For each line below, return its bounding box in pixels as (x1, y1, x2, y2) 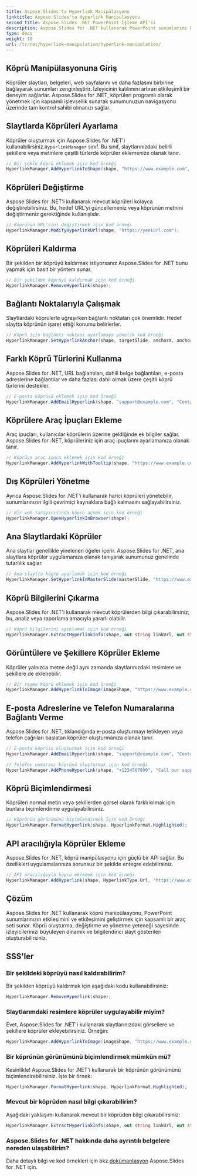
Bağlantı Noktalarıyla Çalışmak (6, 299, 121, 309)
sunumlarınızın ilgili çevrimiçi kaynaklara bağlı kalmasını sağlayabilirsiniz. (6, 498, 182, 506)
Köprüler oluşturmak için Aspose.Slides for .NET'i (6, 137, 125, 144)
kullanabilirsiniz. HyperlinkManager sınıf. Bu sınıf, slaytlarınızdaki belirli (6, 143, 172, 150)
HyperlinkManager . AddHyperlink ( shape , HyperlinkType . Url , (6, 877, 151, 883)
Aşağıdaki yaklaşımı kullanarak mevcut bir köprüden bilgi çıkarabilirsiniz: (6, 1111, 181, 1118)
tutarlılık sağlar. (6, 560, 43, 567)
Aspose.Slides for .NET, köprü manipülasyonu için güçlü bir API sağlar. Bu (6, 854, 184, 861)
